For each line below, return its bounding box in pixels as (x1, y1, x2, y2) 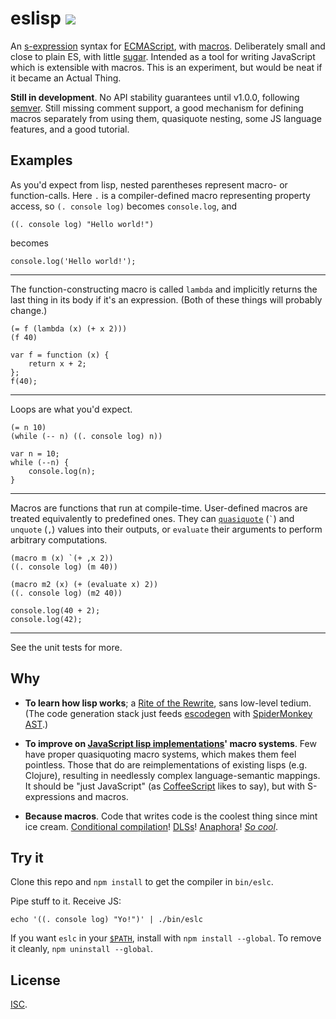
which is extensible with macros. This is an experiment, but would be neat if (10, 61, 323, 73)
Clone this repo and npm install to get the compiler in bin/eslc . (10, 876, 274, 888)
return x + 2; (28, 358, 87, 369)
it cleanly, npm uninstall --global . (10, 943, 153, 955)
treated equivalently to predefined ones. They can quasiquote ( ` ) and (10, 512, 295, 524)
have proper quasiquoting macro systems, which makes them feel (24, 748, 297, 760)
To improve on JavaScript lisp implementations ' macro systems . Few (24, 737, 317, 749)
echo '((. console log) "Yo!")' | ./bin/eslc (10, 915, 203, 925)
